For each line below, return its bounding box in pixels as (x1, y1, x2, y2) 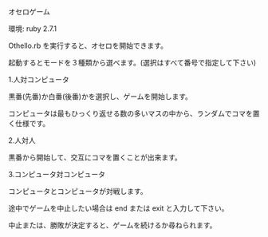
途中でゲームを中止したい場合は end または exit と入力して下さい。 (8, 203, 229, 213)
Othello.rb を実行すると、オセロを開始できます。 (8, 41, 167, 50)
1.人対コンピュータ (8, 75, 69, 84)
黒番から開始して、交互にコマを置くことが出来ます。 (8, 152, 182, 162)
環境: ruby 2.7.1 (8, 24, 57, 34)
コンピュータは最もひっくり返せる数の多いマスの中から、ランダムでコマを (8, 109, 253, 118)
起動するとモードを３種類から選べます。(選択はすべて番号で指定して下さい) (8, 58, 257, 67)
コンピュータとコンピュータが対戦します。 (8, 187, 148, 196)
